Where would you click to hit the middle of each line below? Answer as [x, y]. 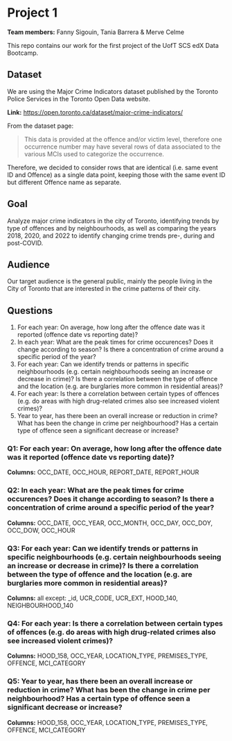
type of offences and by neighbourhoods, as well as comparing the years [112, 228]
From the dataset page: [41, 126]
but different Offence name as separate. [64, 182]
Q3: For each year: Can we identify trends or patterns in [103, 548]
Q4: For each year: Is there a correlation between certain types [115, 623]
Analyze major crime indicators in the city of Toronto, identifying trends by [113, 221]
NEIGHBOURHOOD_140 [41, 606]
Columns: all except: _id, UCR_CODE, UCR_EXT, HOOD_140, [93, 598]
